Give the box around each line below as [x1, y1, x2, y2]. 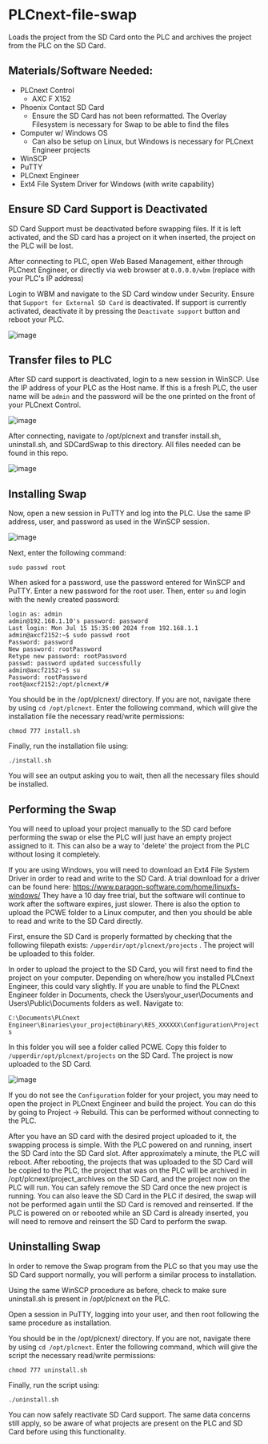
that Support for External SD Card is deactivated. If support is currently [8, 297, 246, 307]
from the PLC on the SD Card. [8, 40, 106, 50]
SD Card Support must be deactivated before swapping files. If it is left [8, 223, 242, 234]
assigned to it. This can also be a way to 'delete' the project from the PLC [8, 841, 250, 850]
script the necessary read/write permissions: [8, 1350, 156, 1360]
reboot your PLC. [8, 315, 65, 324]
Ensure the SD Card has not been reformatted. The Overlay [31, 111, 227, 120]
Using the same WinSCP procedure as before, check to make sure [8, 1285, 226, 1295]
